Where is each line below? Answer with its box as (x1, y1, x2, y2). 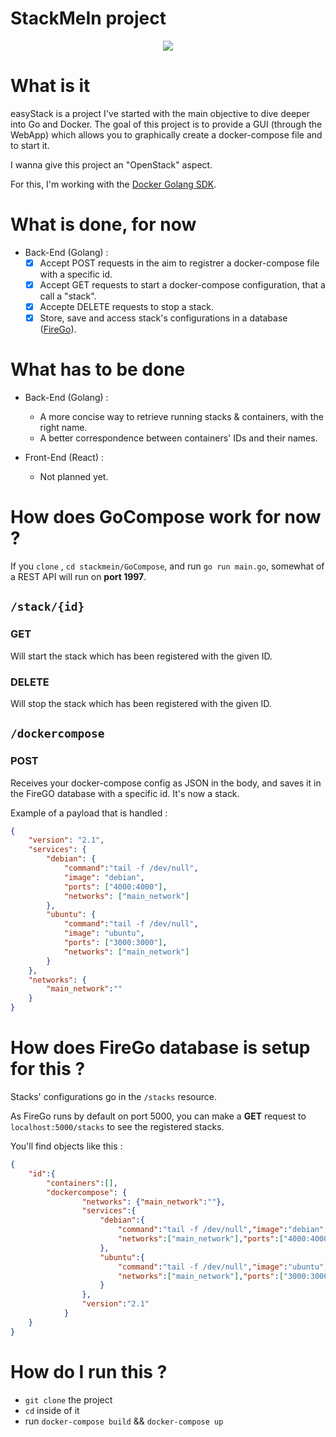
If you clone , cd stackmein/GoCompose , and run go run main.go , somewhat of (10, 560, 325, 572)
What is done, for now (10, 213, 197, 236)
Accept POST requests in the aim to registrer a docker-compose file (39, 257, 320, 269)
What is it (10, 75, 91, 97)
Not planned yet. (39, 471, 109, 482)
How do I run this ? (10, 1360, 168, 1383)
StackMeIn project (10, 7, 167, 30)
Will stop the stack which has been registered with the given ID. (10, 697, 272, 709)
